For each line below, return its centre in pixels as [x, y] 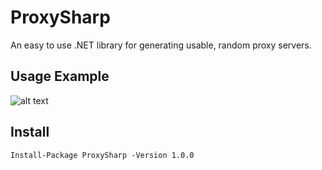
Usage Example [60, 76]
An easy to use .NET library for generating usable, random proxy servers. [161, 45]
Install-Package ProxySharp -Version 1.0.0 [102, 155]
